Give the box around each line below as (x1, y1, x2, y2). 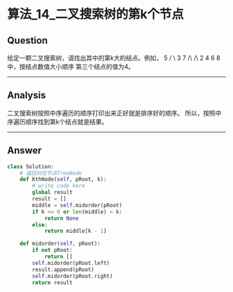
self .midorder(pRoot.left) (32, 259, 110, 266)
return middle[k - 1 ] (44, 227, 107, 235)
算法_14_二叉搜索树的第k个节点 (7, 6, 184, 22)
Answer (7, 145, 42, 156)
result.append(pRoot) (32, 266, 95, 273)
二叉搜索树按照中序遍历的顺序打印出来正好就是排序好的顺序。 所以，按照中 (7, 108, 222, 117)
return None (44, 215, 79, 222)
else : (32, 221, 49, 228)
